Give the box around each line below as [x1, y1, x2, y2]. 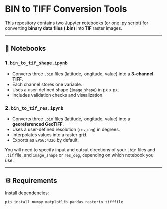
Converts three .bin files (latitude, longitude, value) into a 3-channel [12, 71, 154, 77]
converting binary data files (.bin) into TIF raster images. [5, 25, 123, 31]
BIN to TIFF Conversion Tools [5, 3, 128, 15]
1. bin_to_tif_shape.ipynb [5, 59, 68, 66]
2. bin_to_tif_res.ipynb [5, 104, 64, 111]
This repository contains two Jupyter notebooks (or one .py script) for [5, 20, 148, 26]
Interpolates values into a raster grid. [12, 131, 88, 138]
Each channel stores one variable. [12, 81, 82, 87]
